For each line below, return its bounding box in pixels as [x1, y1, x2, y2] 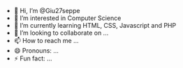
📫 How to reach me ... [13, 37, 79, 44]
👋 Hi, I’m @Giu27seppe [13, 7, 80, 15]
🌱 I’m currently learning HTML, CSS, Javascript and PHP [13, 22, 177, 29]
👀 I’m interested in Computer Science [13, 14, 122, 22]
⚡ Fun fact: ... [13, 54, 52, 62]
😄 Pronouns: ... [13, 46, 59, 55]
